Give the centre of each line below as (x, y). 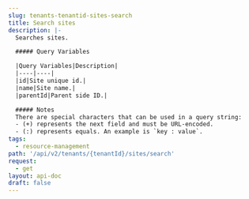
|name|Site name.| (46, 88)
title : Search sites (42, 23)
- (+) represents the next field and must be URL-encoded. (115, 124)
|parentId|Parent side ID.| (62, 96)
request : (23, 161)
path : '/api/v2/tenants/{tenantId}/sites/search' (92, 154)
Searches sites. (42, 38)
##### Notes (35, 110)
